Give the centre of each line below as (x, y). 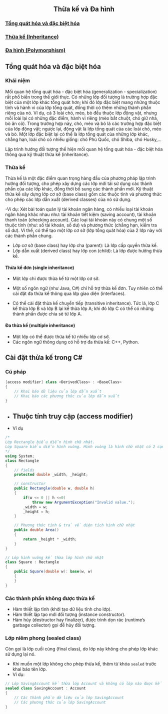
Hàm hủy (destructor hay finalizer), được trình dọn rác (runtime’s (79, 619)
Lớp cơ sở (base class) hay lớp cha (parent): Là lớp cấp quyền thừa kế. (85, 245)
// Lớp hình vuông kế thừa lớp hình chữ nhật (54, 557)
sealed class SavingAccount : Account (45, 688)
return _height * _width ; (50, 539)
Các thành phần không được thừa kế (50, 598)
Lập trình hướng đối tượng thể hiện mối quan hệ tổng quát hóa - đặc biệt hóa (84, 149)
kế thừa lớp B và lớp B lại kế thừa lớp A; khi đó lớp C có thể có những (83, 308)
